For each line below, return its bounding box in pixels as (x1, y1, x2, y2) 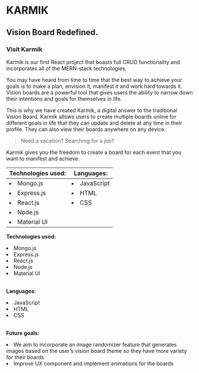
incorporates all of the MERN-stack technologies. (6, 65, 127, 72)
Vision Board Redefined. (6, 27, 99, 37)
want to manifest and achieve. (6, 155, 80, 162)
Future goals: (6, 329, 40, 336)
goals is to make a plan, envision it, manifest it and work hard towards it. (6, 83, 182, 90)
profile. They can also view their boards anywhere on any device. (6, 125, 166, 132)
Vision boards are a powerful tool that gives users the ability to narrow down (6, 88, 193, 96)
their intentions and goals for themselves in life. (6, 95, 122, 102)
